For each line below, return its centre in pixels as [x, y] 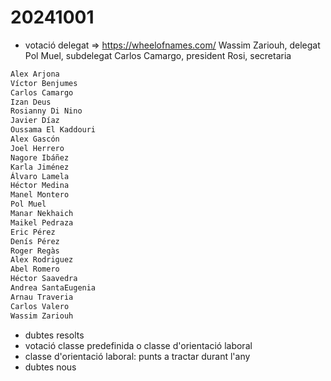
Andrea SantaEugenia [53, 288]
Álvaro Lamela [40, 176]
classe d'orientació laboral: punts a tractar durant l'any [137, 356]
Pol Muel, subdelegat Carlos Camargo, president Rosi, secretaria [158, 55]
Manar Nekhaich [42, 214]
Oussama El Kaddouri [53, 130]
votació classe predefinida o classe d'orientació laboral [138, 345]
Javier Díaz [35, 121]
